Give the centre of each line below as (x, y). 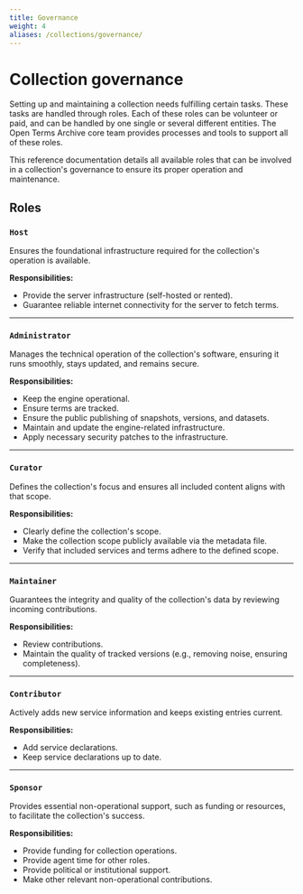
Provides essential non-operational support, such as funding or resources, (147, 806)
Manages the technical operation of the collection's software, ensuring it (144, 354)
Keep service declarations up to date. (92, 757)
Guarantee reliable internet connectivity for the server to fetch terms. (151, 305)
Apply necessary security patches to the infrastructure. (125, 437)
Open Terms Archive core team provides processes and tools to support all (149, 133)
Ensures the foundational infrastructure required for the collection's (134, 251)
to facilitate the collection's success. (77, 816)
